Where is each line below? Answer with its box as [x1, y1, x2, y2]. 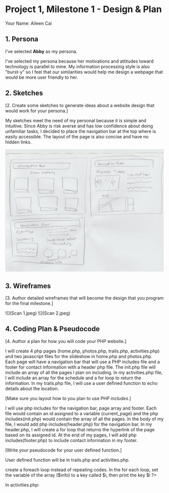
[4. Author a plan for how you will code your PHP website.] [5, 338, 127, 344]
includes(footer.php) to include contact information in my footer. [5, 437, 138, 443]
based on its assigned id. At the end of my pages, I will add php [5, 432, 137, 438]
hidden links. [5, 139, 32, 145]
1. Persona [5, 35, 39, 43]
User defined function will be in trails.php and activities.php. [5, 457, 130, 463]
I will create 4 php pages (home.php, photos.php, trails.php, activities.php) [5, 348, 160, 354]
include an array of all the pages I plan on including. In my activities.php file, [5, 369, 163, 375]
